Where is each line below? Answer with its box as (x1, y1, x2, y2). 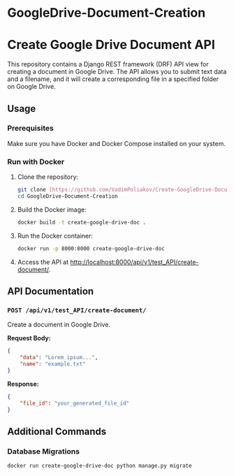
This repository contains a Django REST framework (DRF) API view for (7, 60, 209, 68)
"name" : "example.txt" (20, 361, 86, 368)
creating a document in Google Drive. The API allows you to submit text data (7, 68, 227, 76)
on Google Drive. (7, 82, 56, 91)
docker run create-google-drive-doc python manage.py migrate (7, 463, 192, 470)
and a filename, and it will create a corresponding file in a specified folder (7, 75, 219, 83)
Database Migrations (7, 446, 80, 456)
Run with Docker (7, 157, 65, 166)
